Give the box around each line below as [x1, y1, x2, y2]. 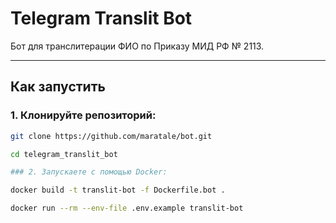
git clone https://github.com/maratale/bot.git [10, 131, 213, 141]
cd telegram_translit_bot [10, 149, 118, 159]
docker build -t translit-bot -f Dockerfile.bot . [10, 185, 226, 196]
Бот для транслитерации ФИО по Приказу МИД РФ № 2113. [10, 40, 265, 52]
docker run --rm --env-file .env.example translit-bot [10, 203, 244, 214]
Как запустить [10, 78, 106, 96]
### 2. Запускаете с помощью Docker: [10, 167, 168, 177]
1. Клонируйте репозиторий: [10, 108, 157, 122]
